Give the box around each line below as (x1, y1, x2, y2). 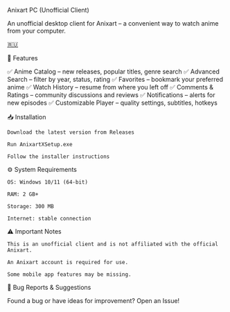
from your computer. (7, 27, 66, 35)
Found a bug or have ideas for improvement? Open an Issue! (7, 297, 180, 304)
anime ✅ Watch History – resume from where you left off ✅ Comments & (7, 83, 213, 91)
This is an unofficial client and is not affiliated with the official (7, 241, 218, 248)
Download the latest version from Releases (7, 129, 135, 136)
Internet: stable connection (7, 215, 91, 222)
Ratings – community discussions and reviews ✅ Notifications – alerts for (7, 91, 216, 99)
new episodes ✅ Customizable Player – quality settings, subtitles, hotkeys (7, 98, 218, 107)
